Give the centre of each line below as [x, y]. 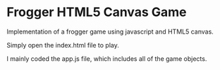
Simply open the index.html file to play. [63, 45]
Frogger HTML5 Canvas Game [97, 12]
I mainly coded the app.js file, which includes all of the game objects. [107, 58]
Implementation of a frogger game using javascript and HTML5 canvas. [110, 31]
